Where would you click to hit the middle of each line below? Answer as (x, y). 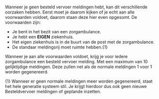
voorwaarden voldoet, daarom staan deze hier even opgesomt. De (71, 17)
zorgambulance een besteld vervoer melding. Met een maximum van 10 (76, 62)
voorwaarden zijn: (23, 22)
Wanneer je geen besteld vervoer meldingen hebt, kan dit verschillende (76, 7)
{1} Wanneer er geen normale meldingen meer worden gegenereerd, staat (79, 81)
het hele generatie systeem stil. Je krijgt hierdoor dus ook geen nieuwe (76, 86)
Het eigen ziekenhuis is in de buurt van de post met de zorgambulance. (83, 42)
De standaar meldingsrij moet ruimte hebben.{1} (60, 47)
